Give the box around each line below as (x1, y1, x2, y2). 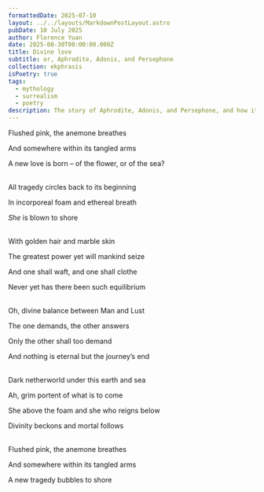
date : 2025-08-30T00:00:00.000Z (8, 41, 114, 49)
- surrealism (15, 92, 58, 100)
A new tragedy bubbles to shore (8, 475, 112, 484)
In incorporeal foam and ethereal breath (8, 198, 137, 207)
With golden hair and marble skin (8, 237, 115, 246)
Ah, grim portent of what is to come (8, 390, 123, 400)
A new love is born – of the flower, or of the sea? (8, 159, 165, 168)
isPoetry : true (8, 70, 58, 78)
